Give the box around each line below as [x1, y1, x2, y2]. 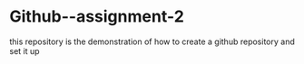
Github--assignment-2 [9, 6, 184, 27]
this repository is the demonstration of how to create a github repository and [9, 36, 295, 47]
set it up [9, 45, 40, 56]
